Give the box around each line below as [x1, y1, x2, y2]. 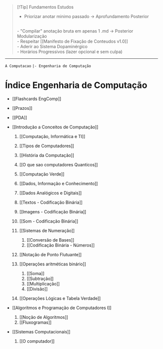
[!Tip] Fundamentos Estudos [16, 4, 74, 10]
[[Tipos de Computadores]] [19, 143, 74, 149]
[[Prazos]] [12, 105, 33, 111]
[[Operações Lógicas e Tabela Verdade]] [19, 295, 101, 301]
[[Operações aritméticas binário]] [19, 261, 86, 267]
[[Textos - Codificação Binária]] [19, 199, 83, 205]
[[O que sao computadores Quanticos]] [19, 161, 98, 167]
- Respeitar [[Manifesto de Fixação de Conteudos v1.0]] [16, 38, 129, 44]
